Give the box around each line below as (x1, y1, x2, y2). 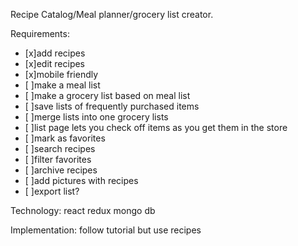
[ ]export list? (24, 185, 80, 197)
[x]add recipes (24, 47, 86, 59)
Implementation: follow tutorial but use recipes (10, 224, 202, 236)
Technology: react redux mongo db (10, 205, 156, 216)
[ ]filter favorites (24, 154, 92, 165)
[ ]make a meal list (24, 79, 101, 91)
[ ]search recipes (24, 143, 96, 154)
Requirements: (10, 28, 70, 39)
